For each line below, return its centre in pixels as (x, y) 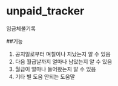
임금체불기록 (21, 28)
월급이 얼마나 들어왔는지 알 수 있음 (55, 69)
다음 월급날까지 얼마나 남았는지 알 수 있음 (64, 61)
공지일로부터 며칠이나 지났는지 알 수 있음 (63, 54)
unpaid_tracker (45, 11)
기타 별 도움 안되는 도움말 (45, 76)
